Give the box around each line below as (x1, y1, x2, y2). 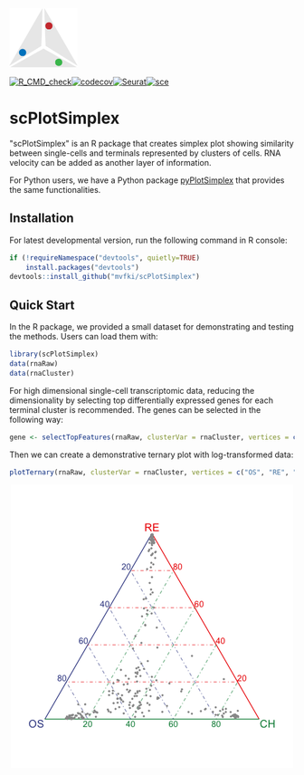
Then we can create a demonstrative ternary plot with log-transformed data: (9, 449, 294, 460)
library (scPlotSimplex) (9, 349, 100, 359)
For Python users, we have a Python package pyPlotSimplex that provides (9, 175, 285, 186)
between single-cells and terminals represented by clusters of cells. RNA (9, 148, 281, 158)
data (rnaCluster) (9, 368, 75, 378)
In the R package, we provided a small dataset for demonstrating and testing (9, 321, 294, 332)
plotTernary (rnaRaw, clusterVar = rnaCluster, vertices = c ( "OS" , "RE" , (9, 467, 290, 477)
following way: (9, 414, 63, 425)
